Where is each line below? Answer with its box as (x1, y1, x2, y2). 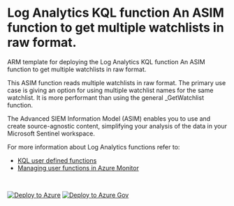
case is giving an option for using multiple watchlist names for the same (7, 86, 214, 94)
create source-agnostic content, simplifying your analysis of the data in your (7, 122, 227, 130)
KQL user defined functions (17, 156, 97, 165)
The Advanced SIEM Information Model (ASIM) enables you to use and (7, 114, 211, 123)
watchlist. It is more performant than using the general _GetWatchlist (7, 93, 205, 102)
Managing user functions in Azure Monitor (17, 163, 140, 172)
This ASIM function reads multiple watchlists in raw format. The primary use (7, 78, 226, 87)
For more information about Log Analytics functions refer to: (7, 142, 180, 151)
